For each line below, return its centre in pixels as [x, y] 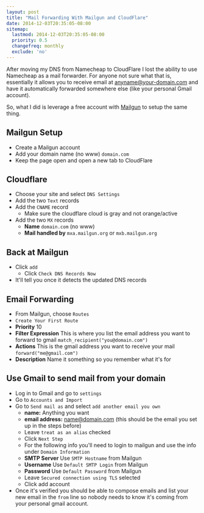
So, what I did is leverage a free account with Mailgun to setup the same [97, 107]
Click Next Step [44, 438]
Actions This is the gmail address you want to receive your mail [95, 346]
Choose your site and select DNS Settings [67, 194]
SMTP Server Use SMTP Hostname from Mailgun [83, 458]
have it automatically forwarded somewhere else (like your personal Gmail [99, 89]
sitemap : [17, 29]
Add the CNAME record [42, 207]
